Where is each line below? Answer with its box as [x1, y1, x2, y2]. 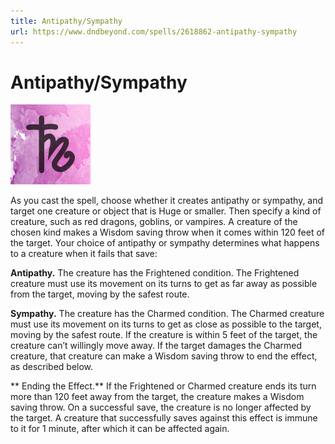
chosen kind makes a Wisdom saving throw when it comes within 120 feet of [10, 226, 326, 239]
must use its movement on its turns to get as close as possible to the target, [10, 318, 322, 330]
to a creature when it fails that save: [10, 248, 158, 260]
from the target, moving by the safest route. [10, 288, 190, 300]
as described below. [10, 361, 94, 373]
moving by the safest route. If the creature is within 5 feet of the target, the [10, 329, 318, 341]
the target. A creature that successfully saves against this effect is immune [10, 412, 318, 424]
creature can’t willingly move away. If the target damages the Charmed [10, 340, 303, 352]
